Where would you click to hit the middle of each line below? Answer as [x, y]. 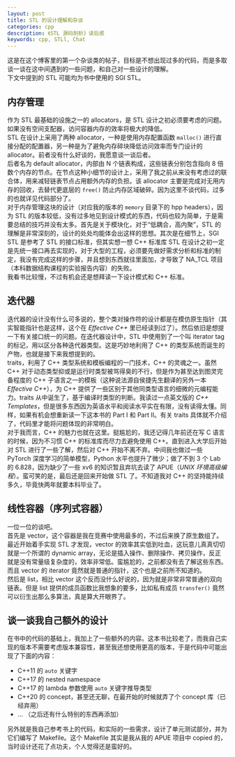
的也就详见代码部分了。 [41, 198]
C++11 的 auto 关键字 [47, 671]
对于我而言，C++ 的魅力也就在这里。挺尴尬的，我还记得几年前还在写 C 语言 [116, 432]
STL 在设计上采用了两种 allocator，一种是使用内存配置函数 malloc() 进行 [112, 137]
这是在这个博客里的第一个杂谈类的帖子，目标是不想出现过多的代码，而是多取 [117, 61]
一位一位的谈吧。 [32, 526]
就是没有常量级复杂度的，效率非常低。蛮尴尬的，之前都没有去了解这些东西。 [117, 561]
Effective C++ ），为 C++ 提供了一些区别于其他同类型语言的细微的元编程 [110, 388]
